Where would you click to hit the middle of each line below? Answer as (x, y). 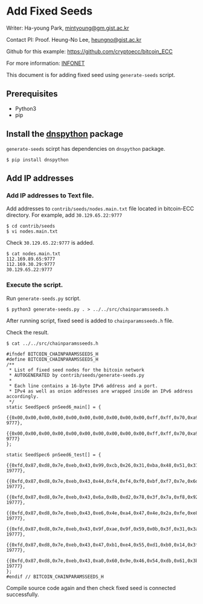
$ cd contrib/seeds (31, 226)
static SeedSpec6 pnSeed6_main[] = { (54, 407)
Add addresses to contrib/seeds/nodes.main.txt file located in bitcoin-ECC (100, 209)
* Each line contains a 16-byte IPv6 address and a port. (83, 386)
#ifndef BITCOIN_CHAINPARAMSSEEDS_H (52, 354)
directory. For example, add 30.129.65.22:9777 (64, 215)
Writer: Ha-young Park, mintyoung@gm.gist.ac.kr (68, 28)
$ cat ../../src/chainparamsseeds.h (52, 343)
